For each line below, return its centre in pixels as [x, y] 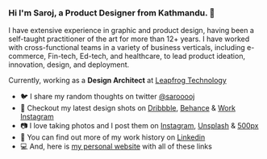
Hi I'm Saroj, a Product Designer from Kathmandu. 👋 [112, 13]
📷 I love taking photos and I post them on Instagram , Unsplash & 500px [140, 126]
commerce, [27, 56]
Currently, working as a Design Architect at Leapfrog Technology [118, 81]
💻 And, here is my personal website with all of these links [116, 146]
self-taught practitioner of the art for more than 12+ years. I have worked [129, 39]
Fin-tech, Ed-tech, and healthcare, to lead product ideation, [147, 56]
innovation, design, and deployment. [69, 65]
